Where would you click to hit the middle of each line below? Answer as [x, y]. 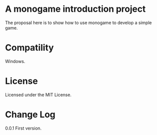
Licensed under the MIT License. [38, 95]
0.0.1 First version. [23, 128]
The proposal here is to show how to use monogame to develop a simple [78, 23]
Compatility [29, 48]
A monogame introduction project [76, 9]
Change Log [30, 114]
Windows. [15, 61]
